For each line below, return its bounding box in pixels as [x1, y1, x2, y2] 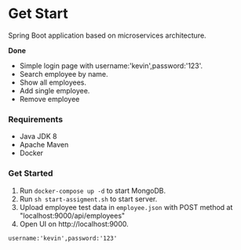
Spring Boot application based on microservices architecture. [8, 31, 206, 40]
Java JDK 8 [19, 132, 57, 141]
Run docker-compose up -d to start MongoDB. [19, 186, 166, 195]
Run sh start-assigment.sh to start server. [19, 194, 158, 204]
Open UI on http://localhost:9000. [19, 219, 130, 228]
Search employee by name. [19, 69, 108, 78]
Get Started [8, 168, 53, 179]
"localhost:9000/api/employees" [19, 211, 126, 220]
